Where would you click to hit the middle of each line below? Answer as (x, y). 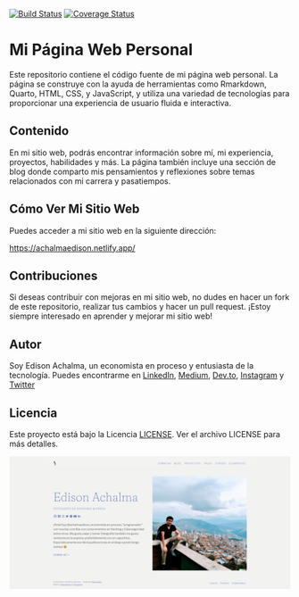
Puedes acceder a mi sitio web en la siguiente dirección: (113, 230)
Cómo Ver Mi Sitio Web (75, 209)
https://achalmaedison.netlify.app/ (72, 248)
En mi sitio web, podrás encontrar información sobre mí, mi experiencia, (141, 153)
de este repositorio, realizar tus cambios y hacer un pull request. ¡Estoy (140, 307)
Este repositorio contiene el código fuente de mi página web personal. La (144, 74)
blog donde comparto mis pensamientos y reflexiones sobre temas (133, 171)
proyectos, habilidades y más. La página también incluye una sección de (143, 162)
